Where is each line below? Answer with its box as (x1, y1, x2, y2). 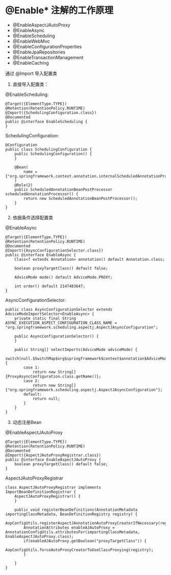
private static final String (14, 316, 76, 321)
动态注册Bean (12, 419, 42, 425)
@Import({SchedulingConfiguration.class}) (5, 110, 97, 115)
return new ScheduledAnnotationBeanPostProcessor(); (23, 196, 138, 201)
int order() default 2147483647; (14, 284, 85, 289)
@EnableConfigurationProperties (12, 43, 82, 49)
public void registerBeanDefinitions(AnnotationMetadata (14, 507, 138, 512)
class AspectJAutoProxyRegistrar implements (5, 485, 101, 490)
